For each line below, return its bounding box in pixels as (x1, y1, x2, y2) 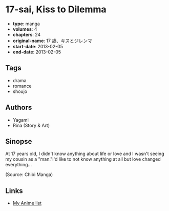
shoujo (12, 88, 27, 94)
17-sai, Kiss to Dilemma (5, 4, 107, 15)
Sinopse (5, 137, 32, 146)
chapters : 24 (12, 31, 41, 37)
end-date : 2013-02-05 (12, 49, 61, 55)
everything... (5, 162, 32, 168)
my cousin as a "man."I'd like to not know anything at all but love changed (5, 156, 161, 162)
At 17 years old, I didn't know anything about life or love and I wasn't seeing (5, 150, 164, 157)
